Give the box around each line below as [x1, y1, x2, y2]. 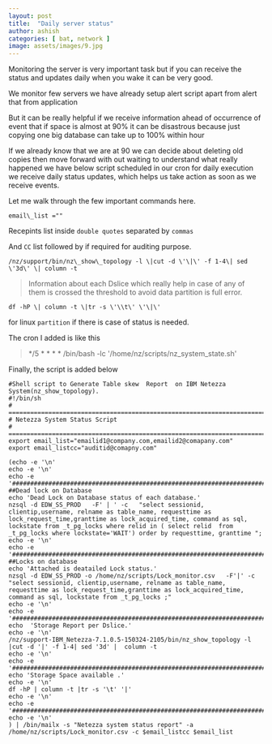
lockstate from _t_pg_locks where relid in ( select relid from [8, 523, 233, 531]
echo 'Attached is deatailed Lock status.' [8, 565, 158, 573]
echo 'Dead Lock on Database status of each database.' [8, 494, 201, 502]
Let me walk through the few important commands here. [8, 196, 196, 206]
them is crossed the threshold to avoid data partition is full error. [28, 287, 243, 297]
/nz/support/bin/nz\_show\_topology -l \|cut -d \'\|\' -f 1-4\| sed [8, 257, 249, 266]
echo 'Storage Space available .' [8, 671, 125, 680]
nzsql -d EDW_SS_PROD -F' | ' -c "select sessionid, [8, 501, 205, 510]
